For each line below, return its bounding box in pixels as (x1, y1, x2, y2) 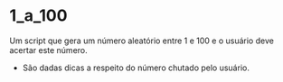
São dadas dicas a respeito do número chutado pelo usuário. (22, 62, 250, 73)
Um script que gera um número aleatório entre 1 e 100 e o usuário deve (9, 35, 274, 46)
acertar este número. (9, 44, 88, 55)
